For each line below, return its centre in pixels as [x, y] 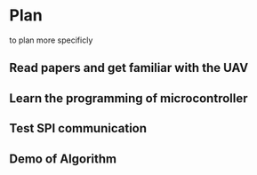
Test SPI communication [78, 128]
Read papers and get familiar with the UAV [129, 68]
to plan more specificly [51, 40]
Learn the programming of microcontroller [128, 98]
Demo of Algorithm [63, 159]
